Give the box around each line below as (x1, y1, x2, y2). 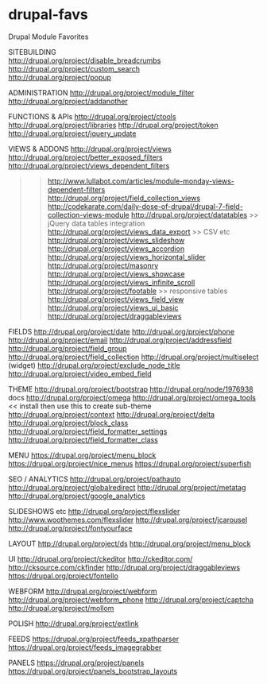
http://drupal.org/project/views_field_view (47, 294, 184, 303)
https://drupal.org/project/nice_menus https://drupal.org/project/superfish (8, 458, 252, 468)
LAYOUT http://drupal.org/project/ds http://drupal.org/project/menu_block (8, 539, 251, 548)
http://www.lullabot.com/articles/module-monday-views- (47, 176, 234, 186)
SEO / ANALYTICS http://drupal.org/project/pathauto (8, 474, 181, 484)
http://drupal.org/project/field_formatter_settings (8, 427, 168, 436)
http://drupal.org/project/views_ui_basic (47, 303, 179, 312)
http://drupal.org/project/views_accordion (47, 244, 185, 253)
